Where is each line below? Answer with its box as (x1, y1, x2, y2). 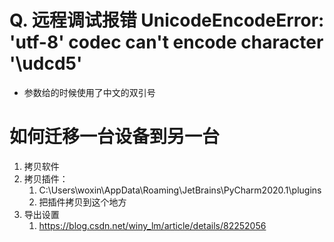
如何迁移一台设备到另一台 (9, 126, 221, 148)
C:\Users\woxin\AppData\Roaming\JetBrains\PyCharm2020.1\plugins (38, 184, 322, 196)
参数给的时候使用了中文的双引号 (23, 86, 156, 98)
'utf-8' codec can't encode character (9, 31, 324, 54)
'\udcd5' (9, 52, 83, 75)
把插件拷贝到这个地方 (38, 196, 127, 208)
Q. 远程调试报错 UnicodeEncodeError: (9, 9, 325, 32)
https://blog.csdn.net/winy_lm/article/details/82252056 (38, 219, 267, 231)
